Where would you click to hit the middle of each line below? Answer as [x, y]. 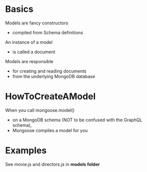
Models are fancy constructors [37, 23]
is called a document [34, 52]
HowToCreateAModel [51, 97]
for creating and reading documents [49, 71]
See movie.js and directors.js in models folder [53, 164]
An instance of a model [29, 42]
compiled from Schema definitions [48, 32]
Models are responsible [29, 61]
